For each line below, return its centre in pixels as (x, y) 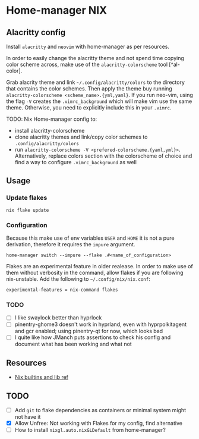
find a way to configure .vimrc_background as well (75, 162)
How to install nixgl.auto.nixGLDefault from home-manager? (90, 430)
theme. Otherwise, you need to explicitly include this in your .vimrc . (89, 107)
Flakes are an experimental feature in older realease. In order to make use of (99, 266)
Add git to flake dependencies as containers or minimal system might (100, 410)
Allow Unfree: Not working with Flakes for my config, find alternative (99, 424)
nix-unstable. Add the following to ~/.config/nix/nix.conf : (78, 279)
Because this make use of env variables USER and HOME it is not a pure (90, 238)
